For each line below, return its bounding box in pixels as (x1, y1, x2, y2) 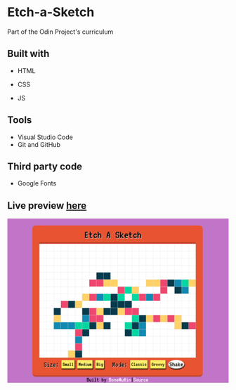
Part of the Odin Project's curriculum (7, 27, 114, 36)
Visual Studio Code (17, 133, 74, 141)
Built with (7, 48, 50, 60)
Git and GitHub (17, 140, 61, 148)
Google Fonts (17, 179, 57, 188)
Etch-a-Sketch (7, 4, 95, 20)
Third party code (7, 160, 83, 172)
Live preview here (7, 200, 87, 212)
